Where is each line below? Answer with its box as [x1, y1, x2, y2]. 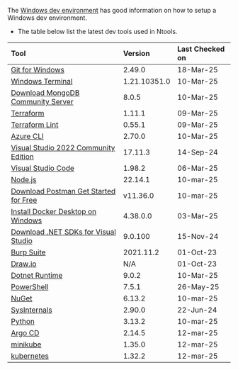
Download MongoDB [11, 88, 80, 98]
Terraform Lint [11, 120, 59, 130]
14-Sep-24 [176, 147, 218, 157]
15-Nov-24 [176, 232, 219, 241]
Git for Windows [11, 65, 65, 74]
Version [123, 49, 150, 58]
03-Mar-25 [176, 211, 218, 220]
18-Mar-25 [176, 65, 218, 74]
